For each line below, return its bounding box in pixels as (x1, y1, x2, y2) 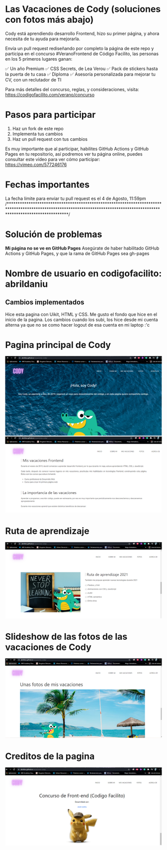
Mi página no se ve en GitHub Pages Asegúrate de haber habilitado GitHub (5, 245, 160, 251)
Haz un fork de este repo (12, 125, 64, 131)
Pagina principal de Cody (5, 339, 111, 350)
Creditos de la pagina (5, 751, 95, 762)
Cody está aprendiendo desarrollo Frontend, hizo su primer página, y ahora (5, 30, 160, 36)
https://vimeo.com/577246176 (5, 162, 67, 168)
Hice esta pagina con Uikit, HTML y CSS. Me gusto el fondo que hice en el (5, 311, 158, 317)
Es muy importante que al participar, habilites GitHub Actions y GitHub (5, 146, 149, 152)
